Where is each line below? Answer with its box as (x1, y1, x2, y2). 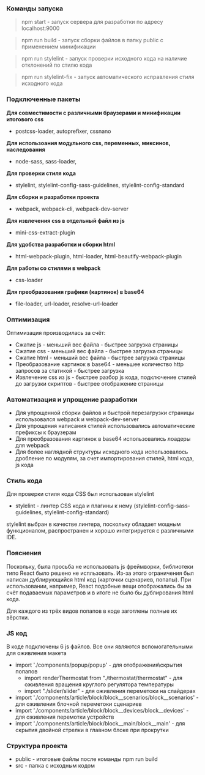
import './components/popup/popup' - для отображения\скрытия (15, 661, 182, 668)
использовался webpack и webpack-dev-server (15, 416, 140, 423)
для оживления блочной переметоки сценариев (15, 700, 142, 708)
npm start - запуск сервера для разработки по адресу (21, 18, 163, 26)
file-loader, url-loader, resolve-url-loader (15, 300, 118, 307)
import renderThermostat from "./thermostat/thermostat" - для (24, 675, 182, 682)
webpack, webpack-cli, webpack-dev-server (15, 205, 129, 212)
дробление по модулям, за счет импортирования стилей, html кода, (15, 455, 194, 462)
